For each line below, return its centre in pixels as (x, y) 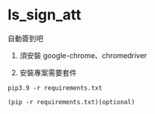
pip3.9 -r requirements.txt (55, 88)
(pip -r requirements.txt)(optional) (71, 102)
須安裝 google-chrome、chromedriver (83, 55)
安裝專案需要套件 (48, 72)
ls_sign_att (45, 15)
